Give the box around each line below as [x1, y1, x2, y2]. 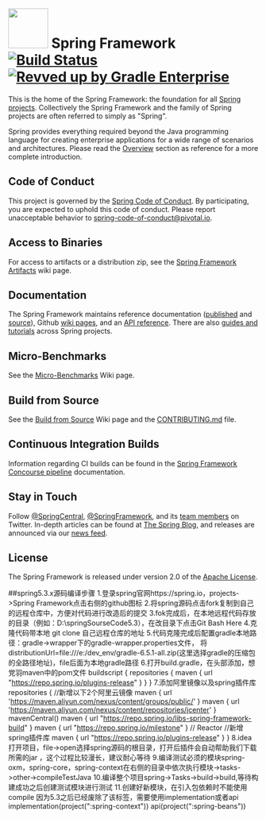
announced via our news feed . [8, 528, 108, 538]
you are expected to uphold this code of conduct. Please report [8, 204, 216, 214]
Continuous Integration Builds [8, 438, 160, 451]
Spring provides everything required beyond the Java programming [8, 126, 229, 136]
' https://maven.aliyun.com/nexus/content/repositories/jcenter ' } [8, 705, 217, 715]
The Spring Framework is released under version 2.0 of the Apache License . [8, 572, 258, 581]
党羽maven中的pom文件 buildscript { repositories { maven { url [8, 668, 213, 678]
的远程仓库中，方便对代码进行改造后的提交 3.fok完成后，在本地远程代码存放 [8, 608, 256, 618]
